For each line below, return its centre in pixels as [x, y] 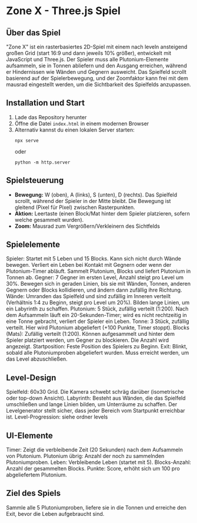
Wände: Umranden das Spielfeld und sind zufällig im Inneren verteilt [89, 296]
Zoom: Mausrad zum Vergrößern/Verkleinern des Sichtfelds [87, 226]
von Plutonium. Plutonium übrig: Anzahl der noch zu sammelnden [85, 456]
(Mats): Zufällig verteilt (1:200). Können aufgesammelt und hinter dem [91, 334]
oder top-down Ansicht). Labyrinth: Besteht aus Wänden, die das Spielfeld [96, 398]
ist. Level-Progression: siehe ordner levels [57, 417]
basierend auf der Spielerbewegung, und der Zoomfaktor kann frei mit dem [97, 78]
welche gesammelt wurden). [49, 220]
